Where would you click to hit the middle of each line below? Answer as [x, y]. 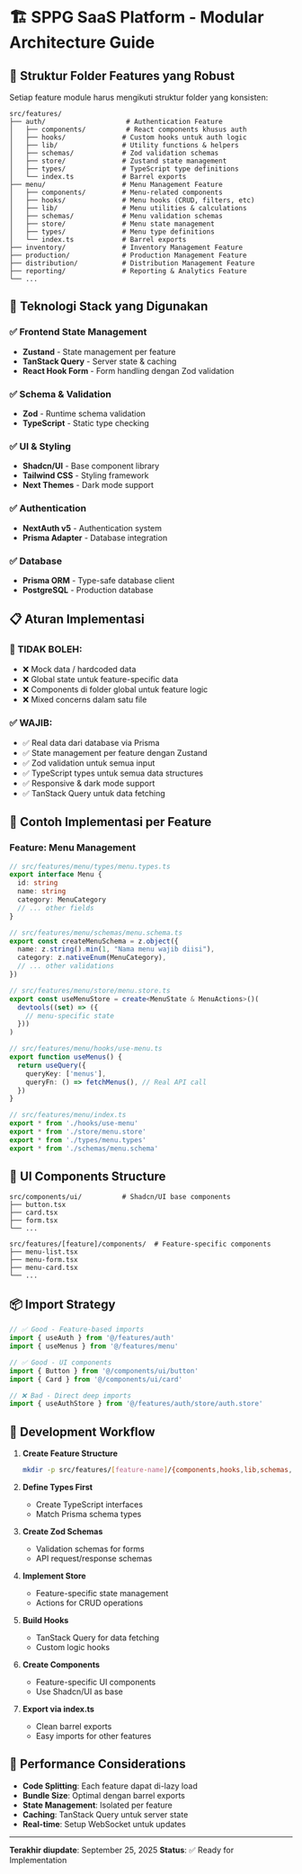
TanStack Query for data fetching [98, 1638]
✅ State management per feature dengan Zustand [115, 752]
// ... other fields [56, 908]
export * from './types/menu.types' [78, 1140]
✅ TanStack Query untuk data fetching [94, 793]
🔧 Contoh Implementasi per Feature [111, 822]
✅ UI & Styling [40, 446]
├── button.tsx [38, 1205]
